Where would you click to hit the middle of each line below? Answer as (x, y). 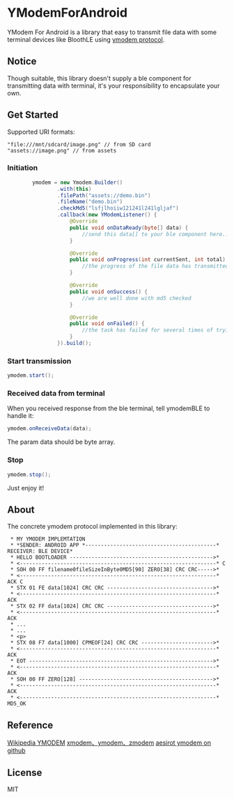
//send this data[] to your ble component (145, 234)
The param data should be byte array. (61, 442)
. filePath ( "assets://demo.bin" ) (104, 195)
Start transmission (39, 361)
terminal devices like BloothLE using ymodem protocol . (86, 39)
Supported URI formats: (41, 132)
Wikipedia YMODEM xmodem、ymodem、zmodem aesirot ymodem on (109, 743)
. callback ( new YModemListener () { (107, 215)
